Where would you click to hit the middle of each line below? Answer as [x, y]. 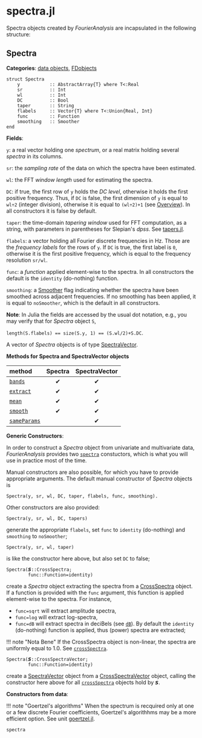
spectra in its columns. [34, 156]
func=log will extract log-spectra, [56, 617]
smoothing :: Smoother [48, 121]
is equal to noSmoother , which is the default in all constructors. [83, 303]
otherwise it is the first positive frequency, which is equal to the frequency [99, 253]
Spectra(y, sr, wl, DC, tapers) [47, 518]
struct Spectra [25, 79]
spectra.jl [31, 11]
